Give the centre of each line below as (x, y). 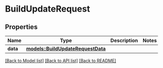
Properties (21, 27)
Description (124, 41)
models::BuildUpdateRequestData (66, 49)
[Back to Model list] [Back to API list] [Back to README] (61, 61)
